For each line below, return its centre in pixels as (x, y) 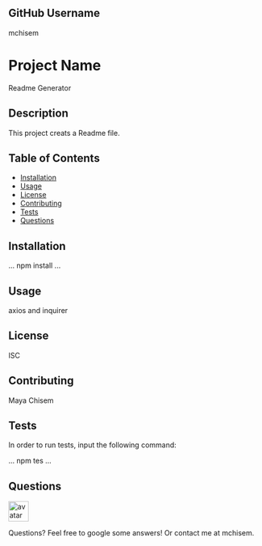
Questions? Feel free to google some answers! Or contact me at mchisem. (131, 533)
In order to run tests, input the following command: (93, 445)
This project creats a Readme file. (64, 133)
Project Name (55, 66)
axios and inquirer (38, 310)
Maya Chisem (31, 400)
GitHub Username (54, 13)
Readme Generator (40, 87)
